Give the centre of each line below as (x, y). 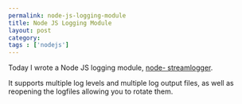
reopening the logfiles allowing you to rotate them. (91, 91)
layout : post (30, 30)
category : (25, 38)
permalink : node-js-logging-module (67, 15)
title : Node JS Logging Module (60, 23)
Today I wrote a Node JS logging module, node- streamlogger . (111, 67)
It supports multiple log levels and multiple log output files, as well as (121, 83)
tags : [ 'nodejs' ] (39, 45)
